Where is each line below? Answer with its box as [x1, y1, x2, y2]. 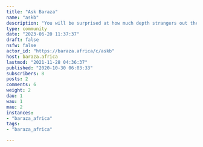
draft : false [6, 37, 39, 43]
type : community [6, 25, 47, 32]
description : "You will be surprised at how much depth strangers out [6, 20, 188, 26]
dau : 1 [6, 93, 23, 99]
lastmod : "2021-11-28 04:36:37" [6, 59, 88, 65]
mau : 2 [6, 104, 23, 110]
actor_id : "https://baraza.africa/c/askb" [6, 48, 115, 54]
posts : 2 [6, 76, 28, 82]
